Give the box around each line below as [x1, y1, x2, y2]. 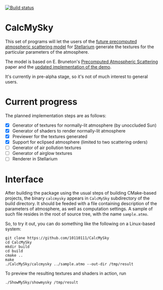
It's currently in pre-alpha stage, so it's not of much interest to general [5, 73, 148, 79]
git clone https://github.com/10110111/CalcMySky [5, 236, 110, 241]
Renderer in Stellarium [12, 156, 58, 162]
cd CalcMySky [5, 240, 32, 245]
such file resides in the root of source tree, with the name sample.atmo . [5, 211, 149, 217]
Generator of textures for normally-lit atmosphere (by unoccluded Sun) [12, 122, 157, 128]
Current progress [5, 96, 78, 108]
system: [5, 226, 21, 232]
